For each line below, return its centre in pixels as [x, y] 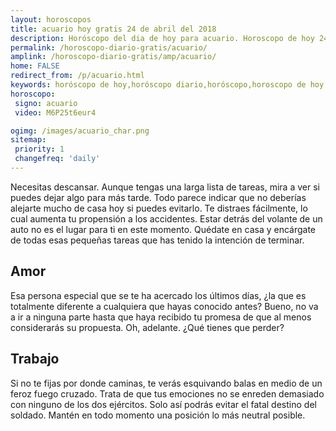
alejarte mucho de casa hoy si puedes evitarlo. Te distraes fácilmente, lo [159, 208]
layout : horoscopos [51, 19]
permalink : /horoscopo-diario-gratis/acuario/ [109, 47]
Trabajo [35, 359]
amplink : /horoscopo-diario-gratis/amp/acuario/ [113, 57]
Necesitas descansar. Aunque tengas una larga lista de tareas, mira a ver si [165, 187]
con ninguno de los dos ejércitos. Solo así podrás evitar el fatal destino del [163, 404]
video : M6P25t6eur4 [55, 112]
